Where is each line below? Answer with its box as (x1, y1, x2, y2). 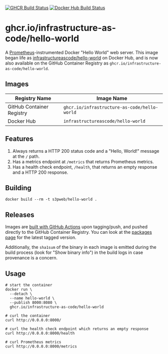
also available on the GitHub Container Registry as (5, 60, 109, 66)
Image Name (96, 95, 127, 102)
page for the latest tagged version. (5, 234, 76, 240)
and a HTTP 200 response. (12, 169, 68, 175)
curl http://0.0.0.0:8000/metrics (5, 344, 77, 349)
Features (5, 135, 33, 143)
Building (5, 183, 31, 192)
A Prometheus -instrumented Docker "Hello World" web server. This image (5, 49, 158, 55)
